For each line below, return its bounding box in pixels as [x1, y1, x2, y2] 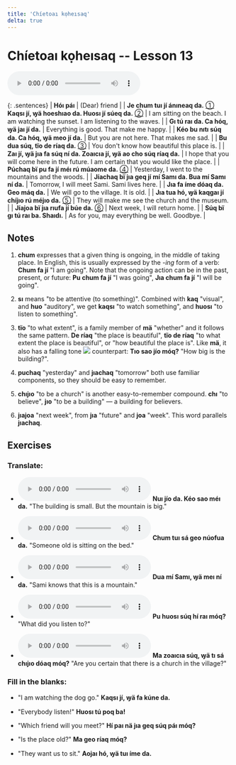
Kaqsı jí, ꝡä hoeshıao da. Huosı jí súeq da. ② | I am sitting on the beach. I [7, 109, 227, 118]
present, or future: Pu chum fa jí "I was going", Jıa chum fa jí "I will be [17, 273, 222, 282]
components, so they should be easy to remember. [17, 376, 167, 384]
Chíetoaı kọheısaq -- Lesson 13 [7, 48, 193, 64]
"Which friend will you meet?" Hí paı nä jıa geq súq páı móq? [17, 722, 196, 730]
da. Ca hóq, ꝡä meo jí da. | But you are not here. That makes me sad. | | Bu [7, 134, 227, 142]
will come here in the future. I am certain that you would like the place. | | [7, 158, 220, 166]
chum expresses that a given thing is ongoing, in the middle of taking [17, 251, 220, 259]
